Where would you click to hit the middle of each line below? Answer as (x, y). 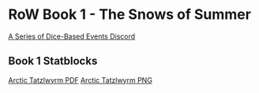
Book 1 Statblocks (53, 61)
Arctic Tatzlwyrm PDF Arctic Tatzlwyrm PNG (80, 80)
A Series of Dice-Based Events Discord (72, 36)
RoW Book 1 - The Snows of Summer (129, 15)
